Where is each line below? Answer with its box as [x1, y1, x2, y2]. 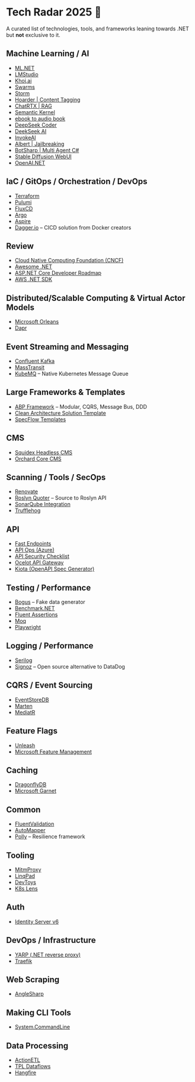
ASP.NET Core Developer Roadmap [14, 269, 102, 277]
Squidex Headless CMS [14, 449, 73, 456]
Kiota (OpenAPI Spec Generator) [14, 565, 95, 573]
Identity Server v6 [14, 918, 59, 925]
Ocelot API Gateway [14, 559, 64, 566]
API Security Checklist [14, 553, 70, 560]
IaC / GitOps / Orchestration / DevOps [6, 177, 148, 187]
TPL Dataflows [14, 1063, 51, 1070]
